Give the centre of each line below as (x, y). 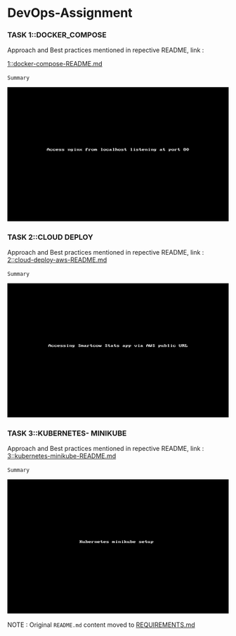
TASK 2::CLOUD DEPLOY (50, 237)
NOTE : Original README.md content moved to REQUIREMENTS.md (101, 625)
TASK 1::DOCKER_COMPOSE (57, 35)
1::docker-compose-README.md (55, 64)
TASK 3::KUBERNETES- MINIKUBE (67, 433)
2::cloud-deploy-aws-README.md (57, 260)
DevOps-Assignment (70, 13)
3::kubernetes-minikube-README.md (62, 456)
